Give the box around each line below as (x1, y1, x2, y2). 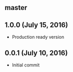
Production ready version (11, 34, 64, 40)
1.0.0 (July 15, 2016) (4, 21, 68, 29)
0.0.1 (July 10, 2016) (4, 48, 68, 57)
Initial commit (11, 62, 40, 68)
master (4, 4, 27, 12)
